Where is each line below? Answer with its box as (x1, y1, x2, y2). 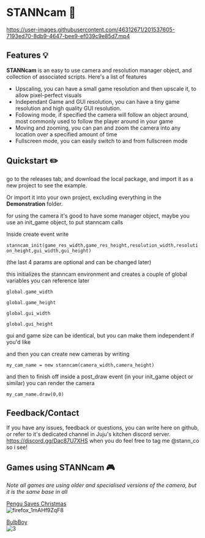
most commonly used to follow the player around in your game (15, 117, 173, 125)
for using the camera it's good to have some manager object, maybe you (6, 212, 190, 219)
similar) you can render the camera (6, 379, 95, 386)
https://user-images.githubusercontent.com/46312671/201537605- (6, 26, 176, 33)
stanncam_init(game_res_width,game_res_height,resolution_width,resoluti (6, 242, 199, 248)
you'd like (6, 338, 31, 346)
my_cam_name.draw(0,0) (6, 391, 64, 397)
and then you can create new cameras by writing (6, 350, 130, 357)
